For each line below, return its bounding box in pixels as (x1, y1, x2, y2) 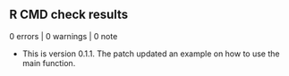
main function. (21, 57, 76, 68)
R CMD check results (9, 7, 129, 22)
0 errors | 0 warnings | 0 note (9, 30, 118, 41)
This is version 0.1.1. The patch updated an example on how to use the (21, 48, 280, 59)
